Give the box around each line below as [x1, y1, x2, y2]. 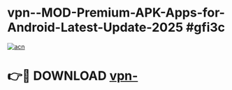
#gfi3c [185, 19, 226, 35]
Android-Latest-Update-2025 [7, 19, 184, 35]
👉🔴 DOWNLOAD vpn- [7, 68, 138, 84]
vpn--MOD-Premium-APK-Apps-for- [7, 5, 226, 21]
